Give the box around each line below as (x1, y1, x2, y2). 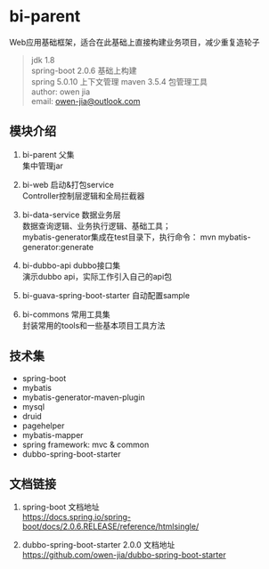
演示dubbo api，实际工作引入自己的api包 (21, 271, 172, 281)
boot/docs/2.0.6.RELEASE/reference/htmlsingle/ (21, 521, 200, 532)
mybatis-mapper (21, 429, 84, 440)
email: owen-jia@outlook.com (30, 95, 141, 106)
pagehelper (21, 420, 65, 431)
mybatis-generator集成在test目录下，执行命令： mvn (21, 232, 216, 242)
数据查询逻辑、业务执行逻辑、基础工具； (21, 220, 171, 231)
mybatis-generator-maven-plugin (21, 392, 145, 402)
